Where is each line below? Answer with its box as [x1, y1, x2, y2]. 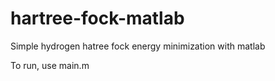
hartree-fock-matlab [10, 7, 185, 30]
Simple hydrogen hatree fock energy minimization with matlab [10, 40, 266, 52]
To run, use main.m [10, 59, 90, 71]
